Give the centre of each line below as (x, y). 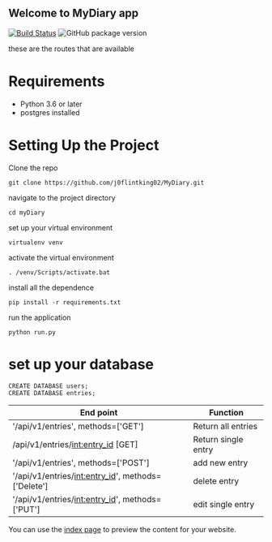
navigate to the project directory (62, 197)
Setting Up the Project (84, 145)
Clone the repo (33, 168)
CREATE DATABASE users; (49, 386)
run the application (40, 317)
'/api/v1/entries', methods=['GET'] (78, 426)
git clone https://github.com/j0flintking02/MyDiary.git (106, 183)
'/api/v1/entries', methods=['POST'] (81, 462)
